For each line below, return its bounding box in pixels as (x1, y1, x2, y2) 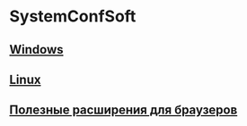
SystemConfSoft (9, 6, 137, 27)
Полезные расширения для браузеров (9, 103, 238, 118)
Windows (9, 42, 64, 57)
